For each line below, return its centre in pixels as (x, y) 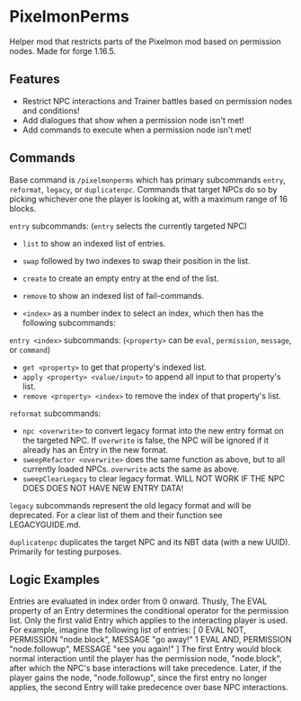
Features (35, 80)
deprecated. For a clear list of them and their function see (116, 515)
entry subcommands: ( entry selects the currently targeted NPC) (128, 226)
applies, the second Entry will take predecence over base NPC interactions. (149, 688)
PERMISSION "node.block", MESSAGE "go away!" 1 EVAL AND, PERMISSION (150, 640)
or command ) (30, 349)
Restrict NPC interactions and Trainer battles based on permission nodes (157, 101)
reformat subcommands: (55, 413)
